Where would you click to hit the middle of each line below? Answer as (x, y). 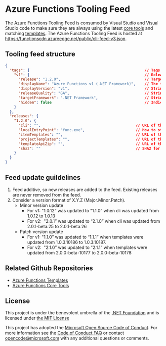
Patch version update (41, 232)
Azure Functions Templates (40, 280)
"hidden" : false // (83, 102)
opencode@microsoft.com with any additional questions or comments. (77, 338)
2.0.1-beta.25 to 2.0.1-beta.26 (57, 226)
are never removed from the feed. (47, 195)
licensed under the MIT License (37, 318)
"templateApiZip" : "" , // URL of (87, 144)
